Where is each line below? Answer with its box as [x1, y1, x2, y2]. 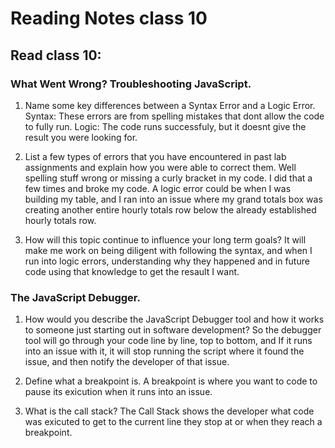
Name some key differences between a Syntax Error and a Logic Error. [24, 99, 316, 111]
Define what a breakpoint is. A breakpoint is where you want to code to [24, 375, 318, 387]
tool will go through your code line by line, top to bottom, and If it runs [24, 335, 313, 347]
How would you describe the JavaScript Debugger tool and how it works [24, 313, 325, 326]
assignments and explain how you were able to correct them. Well [24, 161, 297, 173]
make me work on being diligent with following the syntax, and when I [24, 244, 313, 256]
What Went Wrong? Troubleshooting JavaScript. [10, 77, 252, 91]
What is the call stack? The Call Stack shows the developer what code [24, 405, 315, 417]
